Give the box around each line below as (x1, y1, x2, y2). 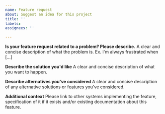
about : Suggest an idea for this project (5, 12, 92, 17)
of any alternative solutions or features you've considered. (5, 84, 125, 90)
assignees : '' (5, 26, 35, 31)
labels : (5, 21, 21, 26)
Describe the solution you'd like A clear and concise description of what (5, 64, 155, 70)
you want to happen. (5, 69, 47, 75)
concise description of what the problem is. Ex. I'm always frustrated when (5, 49, 159, 55)
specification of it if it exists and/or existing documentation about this (5, 99, 147, 105)
